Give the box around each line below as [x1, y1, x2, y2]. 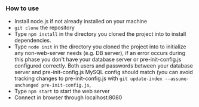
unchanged [14, 82, 39, 88]
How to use [5, 4, 39, 13]
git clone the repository [14, 24, 75, 31]
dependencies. [14, 37, 51, 44]
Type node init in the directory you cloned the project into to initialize [14, 43, 186, 50]
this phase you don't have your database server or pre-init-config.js [14, 56, 182, 63]
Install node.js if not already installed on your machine [14, 18, 148, 25]
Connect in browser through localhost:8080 [14, 94, 123, 101]
